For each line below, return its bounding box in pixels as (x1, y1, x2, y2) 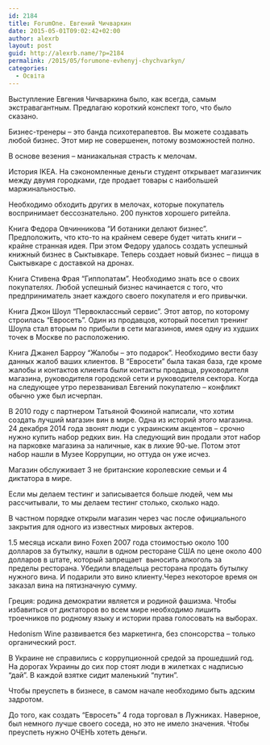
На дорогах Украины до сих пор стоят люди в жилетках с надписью (8, 661, 244, 671)
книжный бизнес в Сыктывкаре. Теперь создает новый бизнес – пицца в (8, 249, 260, 259)
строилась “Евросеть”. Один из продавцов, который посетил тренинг (8, 315, 248, 324)
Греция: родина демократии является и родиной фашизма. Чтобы (8, 596, 237, 605)
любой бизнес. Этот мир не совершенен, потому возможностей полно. (8, 135, 255, 145)
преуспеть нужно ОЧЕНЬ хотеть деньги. (8, 727, 147, 737)
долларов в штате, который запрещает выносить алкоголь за (8, 555, 222, 564)
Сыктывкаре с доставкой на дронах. (8, 257, 135, 267)
